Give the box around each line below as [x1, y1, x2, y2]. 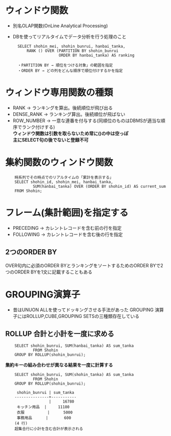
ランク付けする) [22, 124, 55, 130]
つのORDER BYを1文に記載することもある [5, 269, 93, 275]
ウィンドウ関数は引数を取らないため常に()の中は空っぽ [12, 130, 129, 136]
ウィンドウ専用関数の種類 [5, 87, 114, 98]
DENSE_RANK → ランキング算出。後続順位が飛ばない [12, 111, 125, 117]
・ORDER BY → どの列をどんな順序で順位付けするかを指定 [17, 68, 123, 73]
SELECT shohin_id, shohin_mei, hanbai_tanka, [14, 179, 114, 185]
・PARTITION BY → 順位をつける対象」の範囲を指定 [17, 63, 113, 68]
